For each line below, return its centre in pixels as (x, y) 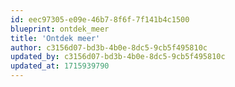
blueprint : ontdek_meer (60, 29)
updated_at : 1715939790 (60, 66)
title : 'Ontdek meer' (55, 38)
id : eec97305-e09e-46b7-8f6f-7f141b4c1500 (100, 19)
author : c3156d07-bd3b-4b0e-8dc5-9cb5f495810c (109, 47)
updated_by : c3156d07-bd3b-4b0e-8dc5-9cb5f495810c (118, 57)
